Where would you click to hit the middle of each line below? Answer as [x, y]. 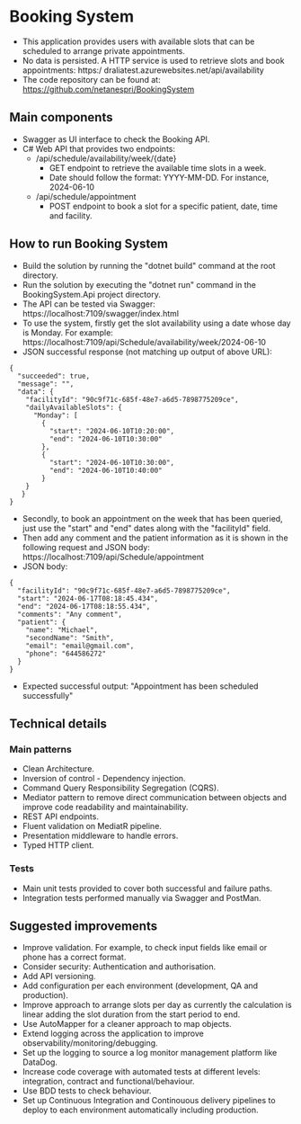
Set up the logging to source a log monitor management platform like [150, 1053]
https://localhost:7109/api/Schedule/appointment [113, 557]
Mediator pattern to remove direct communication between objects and [155, 798]
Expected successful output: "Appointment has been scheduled [140, 686]
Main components [61, 117]
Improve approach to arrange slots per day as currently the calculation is [157, 1005]
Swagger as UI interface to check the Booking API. [116, 139]
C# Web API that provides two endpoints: [98, 148]
